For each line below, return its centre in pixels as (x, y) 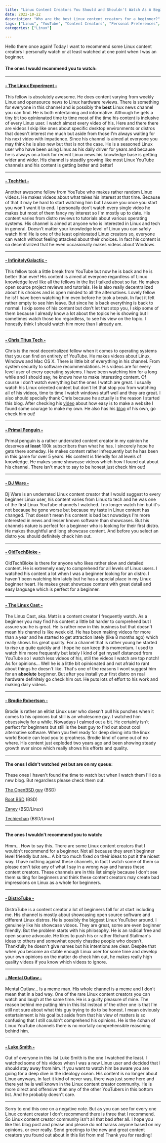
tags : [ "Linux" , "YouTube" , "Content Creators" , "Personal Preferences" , (83, 23)
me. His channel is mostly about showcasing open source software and (78, 915)
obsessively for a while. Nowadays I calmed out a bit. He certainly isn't (77, 722)
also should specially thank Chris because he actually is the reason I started (82, 398)
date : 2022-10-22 (23, 14)
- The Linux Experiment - (31, 86)
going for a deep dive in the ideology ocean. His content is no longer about (81, 1074)
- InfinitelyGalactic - (26, 261)
